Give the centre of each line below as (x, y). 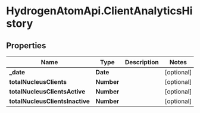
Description (142, 62)
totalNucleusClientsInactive (50, 101)
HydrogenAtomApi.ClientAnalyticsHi (99, 11)
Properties (26, 45)
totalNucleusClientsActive (47, 92)
